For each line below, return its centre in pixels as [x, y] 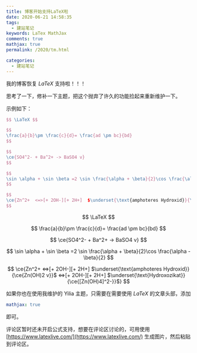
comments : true [25, 39]
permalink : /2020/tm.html [38, 50]
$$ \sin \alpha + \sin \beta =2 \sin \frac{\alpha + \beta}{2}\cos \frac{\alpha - [98, 251]
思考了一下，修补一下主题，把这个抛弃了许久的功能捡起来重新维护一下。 [93, 96]
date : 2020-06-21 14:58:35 [39, 17]
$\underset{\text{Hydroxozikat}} [146, 275]
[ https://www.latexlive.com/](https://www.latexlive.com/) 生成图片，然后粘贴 [98, 337]
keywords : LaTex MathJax [36, 34]
